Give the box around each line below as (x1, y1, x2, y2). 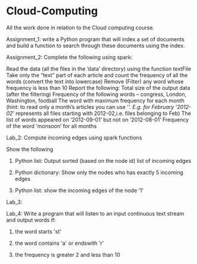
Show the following (6, 145, 54, 153)
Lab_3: (6, 198, 23, 205)
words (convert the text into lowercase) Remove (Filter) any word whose (6, 78, 184, 85)
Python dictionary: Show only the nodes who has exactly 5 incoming (14, 169, 184, 176)
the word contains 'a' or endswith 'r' (14, 239, 104, 247)
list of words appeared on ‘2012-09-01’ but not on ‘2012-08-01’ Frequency (6, 116, 189, 123)
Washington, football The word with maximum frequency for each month (6, 97, 185, 104)
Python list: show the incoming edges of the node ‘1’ (14, 187, 144, 194)
